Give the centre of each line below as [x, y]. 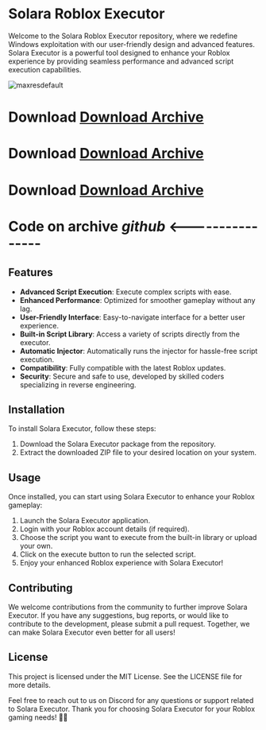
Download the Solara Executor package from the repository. [118, 444]
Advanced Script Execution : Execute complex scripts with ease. [125, 292]
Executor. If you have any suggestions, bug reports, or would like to [118, 615]
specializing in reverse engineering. [78, 384]
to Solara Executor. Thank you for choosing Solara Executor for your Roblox [132, 709]
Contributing [40, 588]
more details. [30, 685]
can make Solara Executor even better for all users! [92, 632]
